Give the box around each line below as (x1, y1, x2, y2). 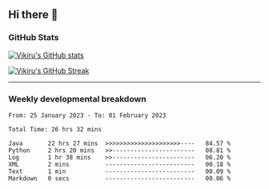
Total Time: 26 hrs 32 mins (8, 125, 102, 133)
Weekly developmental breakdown (8, 93, 147, 104)
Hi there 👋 (8, 8, 58, 22)
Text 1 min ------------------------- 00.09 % (8, 167, 231, 175)
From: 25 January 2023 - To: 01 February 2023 (8, 111, 167, 119)
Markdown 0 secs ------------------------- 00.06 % (8, 174, 231, 183)
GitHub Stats (8, 32, 59, 43)
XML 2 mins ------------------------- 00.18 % (8, 160, 231, 168)
